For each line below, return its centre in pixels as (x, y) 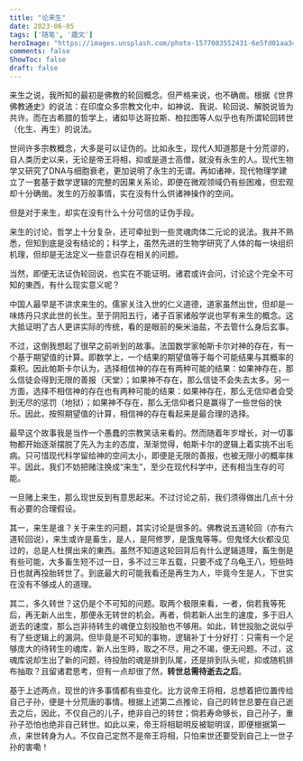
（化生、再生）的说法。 (53, 128)
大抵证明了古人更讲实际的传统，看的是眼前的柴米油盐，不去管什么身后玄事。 (151, 326)
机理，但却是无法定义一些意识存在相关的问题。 (96, 254)
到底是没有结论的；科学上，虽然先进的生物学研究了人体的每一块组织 (167, 243)
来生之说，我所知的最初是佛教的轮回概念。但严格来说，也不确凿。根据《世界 (151, 95)
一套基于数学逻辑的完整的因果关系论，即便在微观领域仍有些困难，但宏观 (159, 182)
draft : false (34, 69)
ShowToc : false (38, 60)
